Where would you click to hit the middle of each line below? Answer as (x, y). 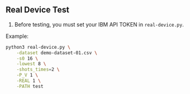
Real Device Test (38, 10)
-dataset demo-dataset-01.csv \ (57, 53)
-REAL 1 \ (29, 81)
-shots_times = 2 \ (38, 70)
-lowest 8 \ (31, 64)
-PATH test (30, 86)
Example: (17, 36)
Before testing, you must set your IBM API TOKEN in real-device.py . (99, 24)
